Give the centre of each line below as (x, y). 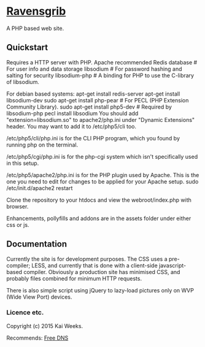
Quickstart (27, 48)
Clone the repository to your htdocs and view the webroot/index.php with (99, 200)
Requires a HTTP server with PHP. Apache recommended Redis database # (102, 62)
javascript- (172, 265)
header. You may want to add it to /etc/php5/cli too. (72, 126)
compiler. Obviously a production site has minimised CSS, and (102, 272)
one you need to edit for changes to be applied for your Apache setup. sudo (102, 181)
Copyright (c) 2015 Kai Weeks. (45, 326)
